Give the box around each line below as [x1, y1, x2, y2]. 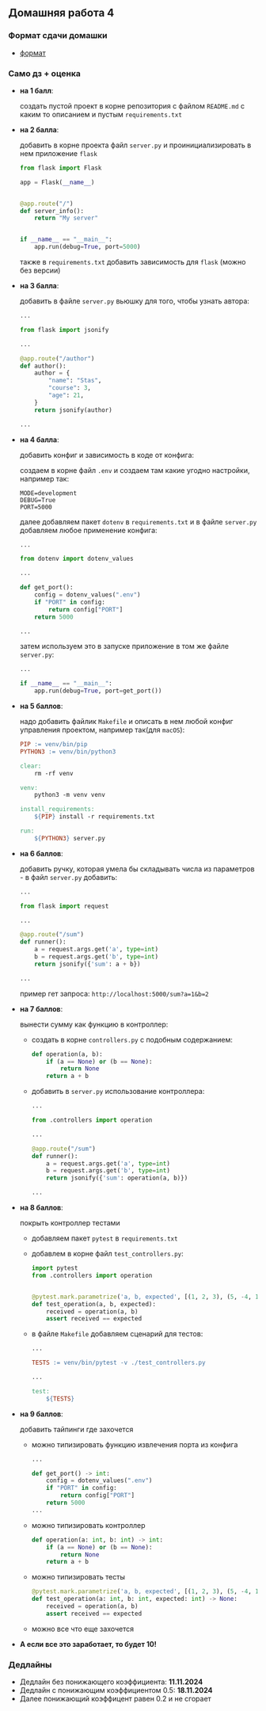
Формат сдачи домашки [8, 30, 108, 41]
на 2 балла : [19, 124, 59, 134]
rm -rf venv [34, 769, 74, 777]
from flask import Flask [19, 164, 102, 172]
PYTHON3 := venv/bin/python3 [19, 748, 116, 756]
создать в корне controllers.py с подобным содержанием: [31, 1035, 234, 1044]
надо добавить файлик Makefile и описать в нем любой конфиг [19, 717, 234, 726]
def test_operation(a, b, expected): [31, 1300, 157, 1308]
